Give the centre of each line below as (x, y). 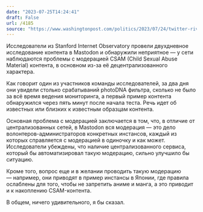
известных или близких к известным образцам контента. (80, 109)
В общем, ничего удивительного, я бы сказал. (66, 202)
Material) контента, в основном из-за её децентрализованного (87, 65)
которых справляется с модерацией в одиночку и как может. (86, 141)
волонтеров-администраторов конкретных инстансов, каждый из (92, 134)
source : (16, 29)
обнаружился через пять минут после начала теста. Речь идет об (92, 103)
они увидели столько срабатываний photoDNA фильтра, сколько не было (101, 90)
